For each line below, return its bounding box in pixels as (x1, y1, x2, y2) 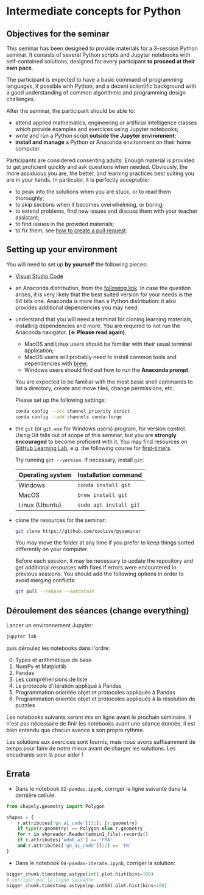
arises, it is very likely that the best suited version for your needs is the (15, 291, 193, 298)
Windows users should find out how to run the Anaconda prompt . (24, 366, 190, 373)
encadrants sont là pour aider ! (6, 751, 83, 758)
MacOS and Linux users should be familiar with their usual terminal (24, 340, 192, 348)
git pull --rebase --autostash (15, 588, 95, 595)
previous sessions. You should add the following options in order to (15, 570, 184, 577)
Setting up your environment (6, 244, 118, 255)
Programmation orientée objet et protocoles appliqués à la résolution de (15, 695, 196, 702)
